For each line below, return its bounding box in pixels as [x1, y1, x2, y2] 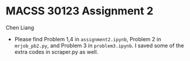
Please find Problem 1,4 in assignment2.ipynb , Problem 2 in [14, 35, 162, 42]
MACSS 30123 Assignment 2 [5, 4, 154, 18]
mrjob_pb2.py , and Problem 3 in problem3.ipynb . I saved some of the [14, 42, 185, 49]
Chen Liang [5, 24, 34, 31]
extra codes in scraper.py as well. [14, 48, 99, 55]
